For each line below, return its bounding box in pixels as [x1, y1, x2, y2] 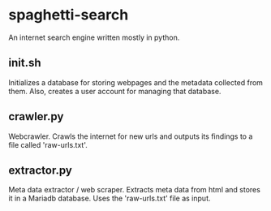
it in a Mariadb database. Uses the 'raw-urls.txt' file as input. [8, 193, 211, 204]
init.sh [8, 56, 41, 70]
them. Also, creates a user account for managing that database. [8, 86, 222, 96]
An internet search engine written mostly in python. [8, 32, 180, 42]
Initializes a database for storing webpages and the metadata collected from [8, 77, 264, 87]
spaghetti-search [8, 6, 129, 24]
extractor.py [8, 163, 73, 177]
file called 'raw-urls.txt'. [8, 140, 88, 149]
